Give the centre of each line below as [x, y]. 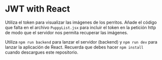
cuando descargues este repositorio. [42, 52]
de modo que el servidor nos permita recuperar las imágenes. [66, 32]
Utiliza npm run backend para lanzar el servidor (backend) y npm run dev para [81, 42]
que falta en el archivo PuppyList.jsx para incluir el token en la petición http [81, 27]
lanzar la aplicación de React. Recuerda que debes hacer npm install [74, 47]
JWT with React [37, 9]
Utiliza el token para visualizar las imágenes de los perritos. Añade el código [81, 22]
